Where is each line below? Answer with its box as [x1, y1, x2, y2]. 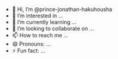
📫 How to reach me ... [11, 32, 68, 39]
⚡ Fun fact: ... [11, 47, 45, 54]
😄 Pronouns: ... [11, 40, 51, 48]
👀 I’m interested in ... [11, 12, 64, 19]
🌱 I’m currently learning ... [11, 19, 77, 25]
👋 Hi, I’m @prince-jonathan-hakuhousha [11, 6, 113, 13]
